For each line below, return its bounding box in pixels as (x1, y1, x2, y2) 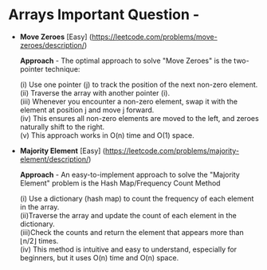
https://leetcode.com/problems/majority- (104, 146, 240, 155)
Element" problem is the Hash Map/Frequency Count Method (19, 178, 221, 188)
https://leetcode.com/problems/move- (91, 32, 218, 41)
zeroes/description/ (19, 40, 85, 49)
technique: (45, 64, 80, 73)
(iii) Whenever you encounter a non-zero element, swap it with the (19, 96, 238, 106)
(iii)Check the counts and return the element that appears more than (19, 227, 245, 237)
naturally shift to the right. (19, 122, 105, 131)
